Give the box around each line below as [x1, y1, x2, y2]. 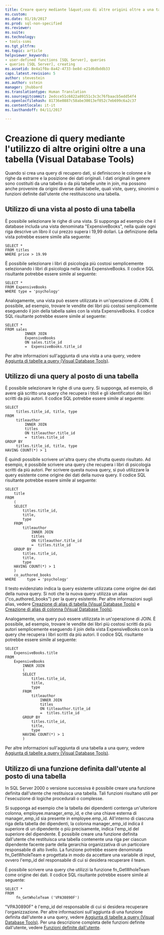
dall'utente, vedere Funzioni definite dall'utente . [5, 925, 101, 931]
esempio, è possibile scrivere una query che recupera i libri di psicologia [5, 462, 151, 467]
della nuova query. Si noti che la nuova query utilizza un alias [5, 591, 128, 597]
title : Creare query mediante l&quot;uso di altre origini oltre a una [5, 7, 154, 12]
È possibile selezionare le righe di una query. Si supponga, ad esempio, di [5, 385, 153, 391]
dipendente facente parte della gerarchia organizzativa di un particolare [5, 842, 150, 848]
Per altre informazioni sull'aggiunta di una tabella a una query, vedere [5, 745, 145, 751]
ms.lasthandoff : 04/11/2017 [5, 107, 62, 113]
